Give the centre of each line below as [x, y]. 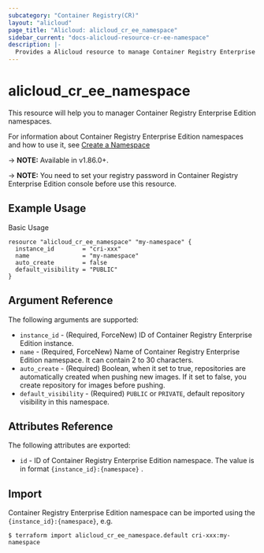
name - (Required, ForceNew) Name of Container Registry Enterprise [130, 351]
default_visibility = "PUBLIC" [67, 269]
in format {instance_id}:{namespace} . [81, 469]
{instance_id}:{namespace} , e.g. [60, 521]
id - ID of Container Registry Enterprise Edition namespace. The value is [137, 461]
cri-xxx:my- [211, 536]
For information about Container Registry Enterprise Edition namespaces [126, 136]
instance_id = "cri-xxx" [69, 249]
